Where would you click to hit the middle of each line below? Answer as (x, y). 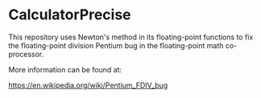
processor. (26, 54)
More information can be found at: (65, 69)
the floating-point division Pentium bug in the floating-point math (116, 45)
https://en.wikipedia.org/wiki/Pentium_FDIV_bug (88, 85)
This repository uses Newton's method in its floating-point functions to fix (131, 37)
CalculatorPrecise (70, 15)
